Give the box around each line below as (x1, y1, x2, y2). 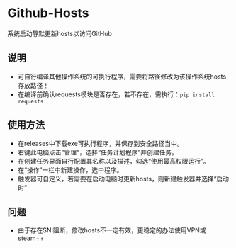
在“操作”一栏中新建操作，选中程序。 (17, 165, 123, 174)
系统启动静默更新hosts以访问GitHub (7, 29, 112, 38)
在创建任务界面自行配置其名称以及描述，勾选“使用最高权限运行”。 (17, 157, 210, 165)
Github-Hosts (7, 5, 90, 21)
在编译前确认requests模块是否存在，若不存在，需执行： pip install (17, 90, 215, 98)
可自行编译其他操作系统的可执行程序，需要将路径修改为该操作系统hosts (17, 72, 227, 81)
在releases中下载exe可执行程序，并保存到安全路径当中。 (17, 139, 184, 147)
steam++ (17, 234, 45, 242)
